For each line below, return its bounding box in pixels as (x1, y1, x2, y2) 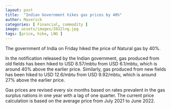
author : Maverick (5, 17, 42, 22)
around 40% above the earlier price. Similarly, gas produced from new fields (5, 66, 166, 72)
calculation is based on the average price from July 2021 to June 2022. (5, 98, 155, 104)
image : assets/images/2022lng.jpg (5, 27, 79, 32)
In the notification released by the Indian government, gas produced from (5, 55, 160, 61)
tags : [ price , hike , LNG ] (5, 31, 63, 36)
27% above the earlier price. (5, 77, 65, 83)
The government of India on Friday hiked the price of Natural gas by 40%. (5, 46, 161, 51)
